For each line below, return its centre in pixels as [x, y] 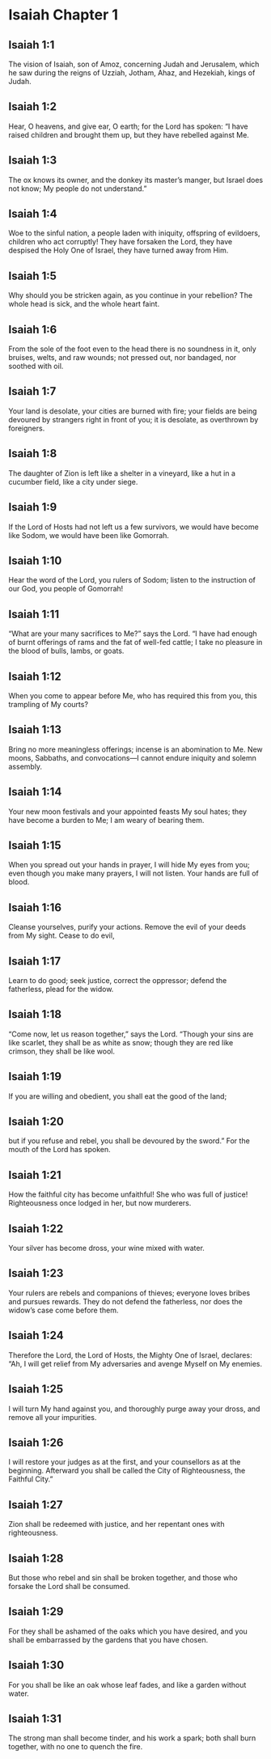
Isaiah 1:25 [36, 1389]
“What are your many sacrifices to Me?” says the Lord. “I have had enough [133, 634]
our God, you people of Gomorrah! [66, 589]
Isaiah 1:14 [35, 792]
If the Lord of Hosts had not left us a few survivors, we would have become [133, 527]
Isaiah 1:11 [34, 614]
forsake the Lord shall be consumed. [70, 1586]
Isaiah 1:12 [35, 676]
